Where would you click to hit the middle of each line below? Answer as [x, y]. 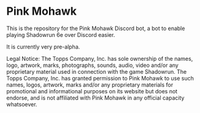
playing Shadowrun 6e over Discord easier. [61, 34]
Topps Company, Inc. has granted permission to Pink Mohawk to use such [100, 78]
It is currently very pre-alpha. [43, 47]
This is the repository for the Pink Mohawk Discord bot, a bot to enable [96, 28]
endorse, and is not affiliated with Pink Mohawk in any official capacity [95, 98]
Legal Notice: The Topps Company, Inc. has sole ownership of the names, [100, 58]
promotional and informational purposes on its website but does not [92, 91]
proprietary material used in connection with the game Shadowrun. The [97, 71]
